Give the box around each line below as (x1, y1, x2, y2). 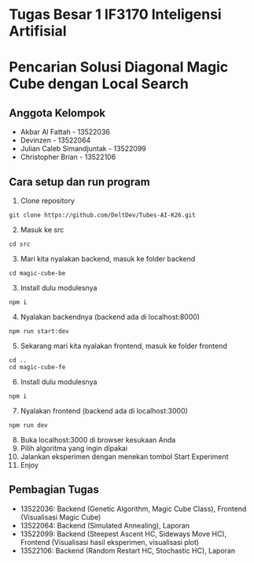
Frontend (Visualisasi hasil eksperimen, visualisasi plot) (20, 537, 200, 546)
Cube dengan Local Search (9, 75, 190, 93)
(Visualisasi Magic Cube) (20, 512, 101, 521)
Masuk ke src (20, 225, 64, 234)
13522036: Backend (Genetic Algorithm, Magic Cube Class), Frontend (20, 504, 247, 513)
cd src (9, 240, 31, 248)
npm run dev (9, 421, 48, 429)
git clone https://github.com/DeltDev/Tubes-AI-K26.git (9, 211, 196, 219)
